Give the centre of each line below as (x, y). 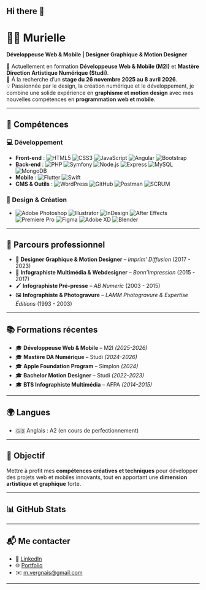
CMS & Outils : (34, 184)
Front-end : (30, 158)
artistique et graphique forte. (44, 483)
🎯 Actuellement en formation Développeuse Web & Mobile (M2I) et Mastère (103, 66)
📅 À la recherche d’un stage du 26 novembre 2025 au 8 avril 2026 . (92, 80)
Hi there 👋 (25, 11)
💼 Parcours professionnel (56, 245)
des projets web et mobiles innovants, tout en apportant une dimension (97, 477)
